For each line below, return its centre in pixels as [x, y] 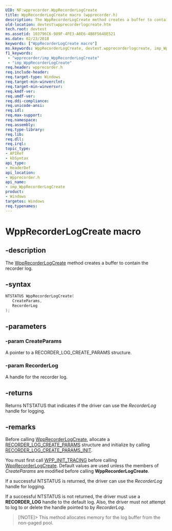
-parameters [26, 327]
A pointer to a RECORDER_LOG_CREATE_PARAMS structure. [69, 352]
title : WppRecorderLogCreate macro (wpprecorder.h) [61, 15]
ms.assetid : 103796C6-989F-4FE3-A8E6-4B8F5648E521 [60, 34]
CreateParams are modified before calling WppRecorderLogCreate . [77, 471]
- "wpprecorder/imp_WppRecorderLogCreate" [53, 58]
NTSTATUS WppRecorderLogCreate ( [40, 296]
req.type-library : [25, 130]
